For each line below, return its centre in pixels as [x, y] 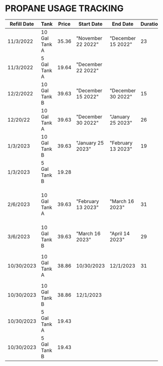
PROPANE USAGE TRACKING [64, 9]
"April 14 [120, 233]
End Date [122, 24]
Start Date [90, 24]
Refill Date [22, 24]
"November [89, 38]
